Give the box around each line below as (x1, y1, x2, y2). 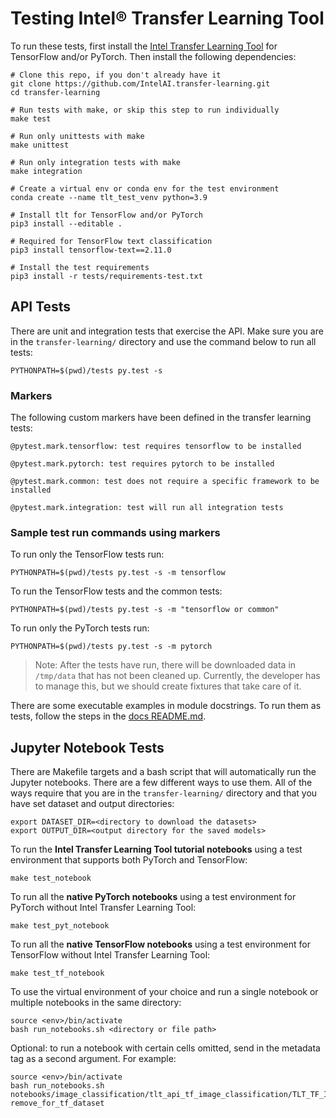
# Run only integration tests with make (10, 157, 182, 167)
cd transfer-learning (10, 87, 101, 97)
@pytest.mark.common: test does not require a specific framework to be (10, 477, 320, 487)
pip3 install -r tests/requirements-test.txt (10, 271, 203, 281)
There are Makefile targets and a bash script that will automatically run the (10, 766, 317, 778)
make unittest (10, 140, 70, 150)
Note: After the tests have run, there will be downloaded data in (34, 659, 297, 671)
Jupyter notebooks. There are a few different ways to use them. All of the (10, 777, 313, 789)
